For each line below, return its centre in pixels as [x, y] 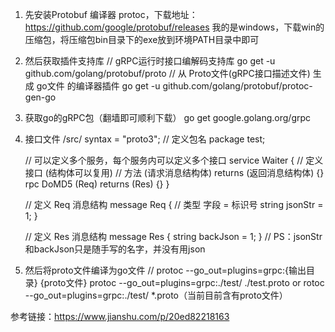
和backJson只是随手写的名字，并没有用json [115, 249]
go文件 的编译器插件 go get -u [98, 86]
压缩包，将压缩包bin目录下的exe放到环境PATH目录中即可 [142, 39]
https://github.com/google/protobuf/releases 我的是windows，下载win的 [174, 27]
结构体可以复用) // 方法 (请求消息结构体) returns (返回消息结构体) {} [186, 172]
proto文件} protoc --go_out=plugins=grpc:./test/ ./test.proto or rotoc [184, 282]
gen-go [40, 97]
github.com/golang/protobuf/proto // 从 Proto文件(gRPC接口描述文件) [167, 73]
